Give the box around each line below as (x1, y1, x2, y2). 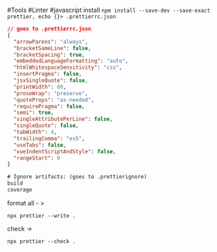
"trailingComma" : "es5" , (13, 135, 85, 142)
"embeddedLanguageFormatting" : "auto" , (13, 58, 129, 65)
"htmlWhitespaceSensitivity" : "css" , (13, 64, 123, 72)
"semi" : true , (13, 109, 54, 117)
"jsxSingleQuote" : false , (13, 77, 89, 84)
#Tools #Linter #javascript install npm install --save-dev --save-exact (7, 6, 211, 14)
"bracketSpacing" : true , (13, 51, 85, 58)
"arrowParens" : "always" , (13, 38, 89, 45)
